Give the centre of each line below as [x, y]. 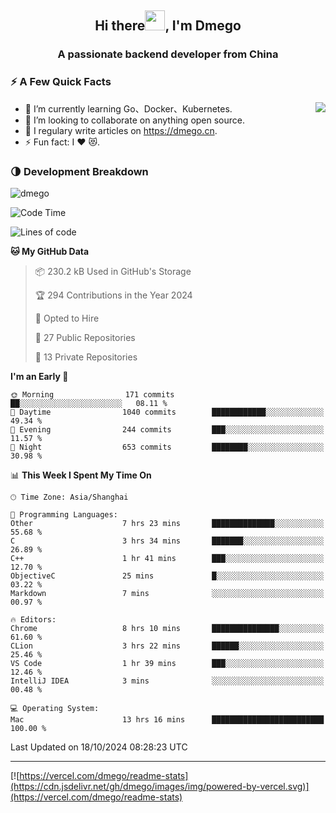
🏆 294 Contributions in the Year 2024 [113, 295]
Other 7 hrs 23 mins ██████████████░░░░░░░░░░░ [167, 523]
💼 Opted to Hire [67, 318]
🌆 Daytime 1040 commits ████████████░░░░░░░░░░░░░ [167, 412]
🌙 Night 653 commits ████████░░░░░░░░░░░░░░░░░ [167, 447]
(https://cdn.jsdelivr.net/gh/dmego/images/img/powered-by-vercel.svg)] [160, 786]
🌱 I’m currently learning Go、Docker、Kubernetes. [128, 108]
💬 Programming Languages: [64, 514]
